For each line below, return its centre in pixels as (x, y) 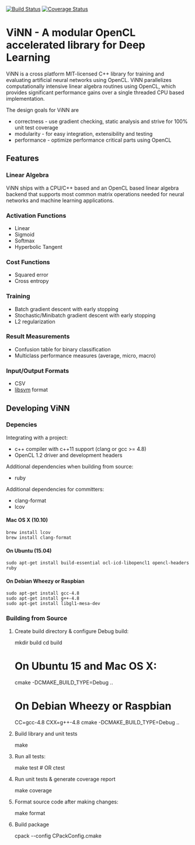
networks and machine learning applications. (60, 200)
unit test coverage (36, 127)
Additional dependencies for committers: (55, 489)
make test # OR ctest (40, 768)
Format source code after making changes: (66, 802)
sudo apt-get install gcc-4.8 (43, 593)
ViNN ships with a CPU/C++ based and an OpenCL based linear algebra (93, 188)
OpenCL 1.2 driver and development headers (68, 455)
